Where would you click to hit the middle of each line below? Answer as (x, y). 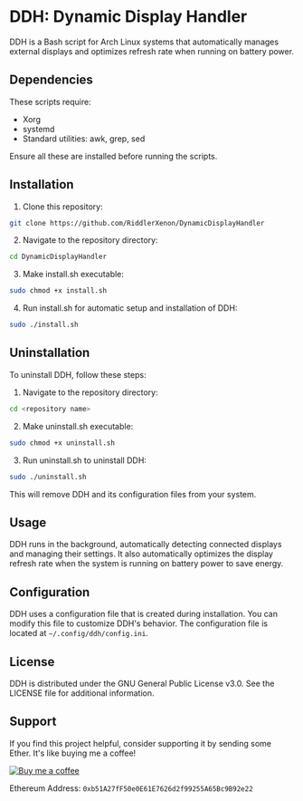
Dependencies (51, 80)
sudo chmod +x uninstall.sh (62, 443)
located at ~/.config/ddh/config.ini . (79, 633)
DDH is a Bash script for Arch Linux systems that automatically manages (144, 42)
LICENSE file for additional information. (82, 693)
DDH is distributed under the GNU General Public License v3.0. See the (142, 683)
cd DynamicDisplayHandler (58, 257)
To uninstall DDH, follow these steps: (78, 374)
